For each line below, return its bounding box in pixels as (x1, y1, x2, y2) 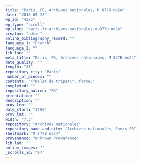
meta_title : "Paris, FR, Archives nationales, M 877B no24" (5, 55, 137, 60)
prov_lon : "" (5, 103, 33, 108)
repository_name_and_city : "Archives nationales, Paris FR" (5, 126, 137, 131)
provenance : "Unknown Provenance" (5, 136, 79, 141)
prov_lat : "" (5, 112, 33, 118)
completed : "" (5, 83, 36, 88)
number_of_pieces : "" (5, 74, 52, 79)
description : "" (5, 98, 40, 103)
